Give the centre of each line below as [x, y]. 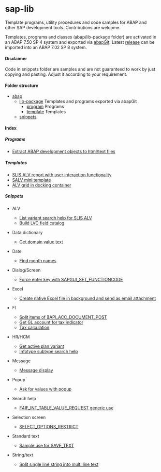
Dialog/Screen [26, 270]
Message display [36, 370]
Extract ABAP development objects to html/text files [64, 151]
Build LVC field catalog [42, 223]
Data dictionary [27, 232]
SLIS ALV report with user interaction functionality [62, 175]
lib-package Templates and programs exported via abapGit [78, 101]
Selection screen [29, 417]
